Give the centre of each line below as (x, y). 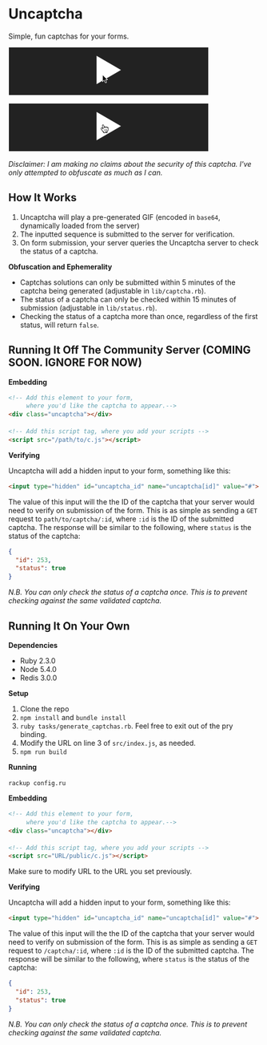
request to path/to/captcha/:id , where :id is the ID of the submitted (121, 519)
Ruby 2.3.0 (38, 661)
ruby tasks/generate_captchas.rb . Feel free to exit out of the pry (126, 726)
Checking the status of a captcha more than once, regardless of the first (139, 316)
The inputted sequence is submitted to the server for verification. (127, 234)
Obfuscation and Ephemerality (60, 266)
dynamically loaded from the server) (80, 225)
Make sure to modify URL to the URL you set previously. (100, 872)
